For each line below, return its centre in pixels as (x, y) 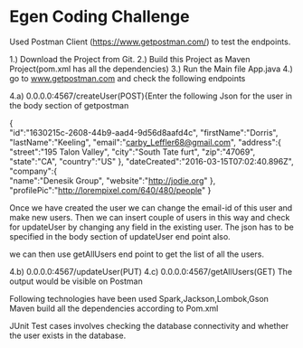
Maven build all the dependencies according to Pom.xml (114, 308)
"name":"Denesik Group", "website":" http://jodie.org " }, (113, 180)
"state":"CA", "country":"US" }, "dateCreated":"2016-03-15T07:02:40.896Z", (151, 161)
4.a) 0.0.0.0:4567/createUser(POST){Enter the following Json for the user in (151, 96)
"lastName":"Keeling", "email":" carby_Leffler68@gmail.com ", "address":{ (146, 142)
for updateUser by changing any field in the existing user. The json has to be (151, 227)
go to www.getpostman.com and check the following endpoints (128, 78)
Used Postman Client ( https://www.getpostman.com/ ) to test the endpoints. (150, 42)
